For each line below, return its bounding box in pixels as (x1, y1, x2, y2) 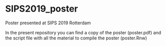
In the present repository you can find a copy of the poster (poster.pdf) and (5, 29, 161, 35)
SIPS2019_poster (5, 3, 78, 15)
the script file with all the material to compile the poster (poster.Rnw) (5, 35, 147, 41)
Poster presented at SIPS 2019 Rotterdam (5, 20, 91, 26)
